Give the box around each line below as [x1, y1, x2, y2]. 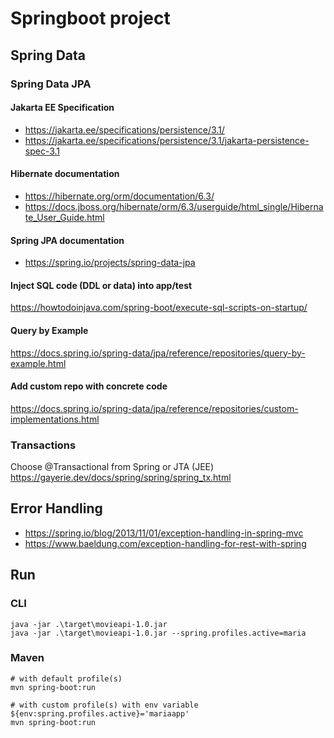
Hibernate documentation [10, 168, 120, 180]
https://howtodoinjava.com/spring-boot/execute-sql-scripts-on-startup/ [10, 302, 308, 314]
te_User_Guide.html [24, 211, 105, 223]
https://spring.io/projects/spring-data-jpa [24, 257, 196, 269]
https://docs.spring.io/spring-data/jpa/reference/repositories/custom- [10, 402, 299, 414]
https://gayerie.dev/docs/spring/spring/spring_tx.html [10, 472, 232, 484]
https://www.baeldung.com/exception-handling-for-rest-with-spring [24, 537, 307, 549]
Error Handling [10, 500, 103, 517]
